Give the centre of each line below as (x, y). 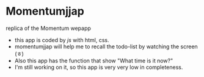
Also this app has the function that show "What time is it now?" (94, 61)
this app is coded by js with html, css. (62, 40)
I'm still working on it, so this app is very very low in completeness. (99, 67)
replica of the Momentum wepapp (48, 28)
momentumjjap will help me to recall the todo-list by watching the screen (106, 46)
